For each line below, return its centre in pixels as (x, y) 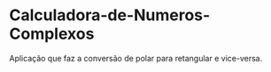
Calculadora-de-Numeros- (110, 15)
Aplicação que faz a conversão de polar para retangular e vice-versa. (136, 58)
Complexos (52, 34)
